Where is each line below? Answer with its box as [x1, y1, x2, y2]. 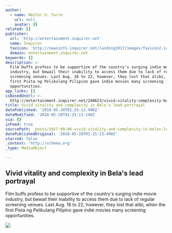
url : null [14, 17, 36, 22]
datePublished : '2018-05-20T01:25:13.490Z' [5, 108, 100, 113]
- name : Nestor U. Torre [10, 12, 63, 17]
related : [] [5, 27, 31, 32]
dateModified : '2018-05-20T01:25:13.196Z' [5, 112, 97, 118]
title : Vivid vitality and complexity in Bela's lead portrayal [5, 103, 145, 108]
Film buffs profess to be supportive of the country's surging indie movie [5, 190, 157, 197]
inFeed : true [5, 121, 33, 127]
